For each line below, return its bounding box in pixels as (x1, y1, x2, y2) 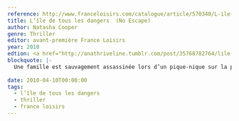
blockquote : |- (7, 57, 53, 64)
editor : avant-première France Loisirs (7, 37, 126, 44)
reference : (7, 10, 40, 18)
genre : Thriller (7, 30, 55, 38)
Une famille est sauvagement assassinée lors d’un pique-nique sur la (14, 63, 228, 70)
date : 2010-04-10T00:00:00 (7, 76, 87, 84)
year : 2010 (7, 43, 40, 51)
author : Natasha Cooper (7, 23, 78, 31)
